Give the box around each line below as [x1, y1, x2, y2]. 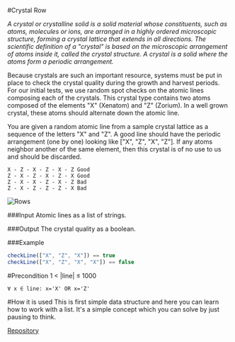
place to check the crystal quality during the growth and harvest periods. [7, 79, 220, 87]
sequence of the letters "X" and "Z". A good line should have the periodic [7, 130, 221, 138]
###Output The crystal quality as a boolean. [7, 224, 136, 233]
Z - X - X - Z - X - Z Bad [7, 178, 87, 186]
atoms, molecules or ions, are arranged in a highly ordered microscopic [7, 28, 217, 35]
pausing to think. [7, 312, 57, 321]
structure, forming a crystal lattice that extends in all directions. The [7, 35, 207, 43]
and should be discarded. [7, 152, 82, 161]
